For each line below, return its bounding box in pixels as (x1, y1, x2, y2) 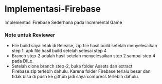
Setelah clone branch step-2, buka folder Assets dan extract (11, 63, 133, 69)
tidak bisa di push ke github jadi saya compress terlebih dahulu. (11, 74, 139, 80)
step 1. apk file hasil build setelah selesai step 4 (11, 48, 107, 54)
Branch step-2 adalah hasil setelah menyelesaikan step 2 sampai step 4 (11, 53, 156, 59)
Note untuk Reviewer (4, 32, 55, 38)
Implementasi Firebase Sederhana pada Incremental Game (4, 19, 123, 25)
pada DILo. (11, 58, 34, 64)
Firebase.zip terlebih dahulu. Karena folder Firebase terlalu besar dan (11, 68, 151, 74)
